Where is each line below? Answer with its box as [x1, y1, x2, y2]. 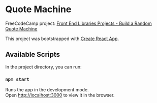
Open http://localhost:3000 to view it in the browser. [5, 92, 115, 98]
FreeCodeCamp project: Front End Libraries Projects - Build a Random [5, 20, 152, 26]
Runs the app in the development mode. [5, 87, 89, 93]
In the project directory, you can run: [5, 63, 82, 70]
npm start [5, 76, 29, 82]
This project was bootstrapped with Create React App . [5, 36, 119, 42]
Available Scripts [5, 50, 60, 59]
